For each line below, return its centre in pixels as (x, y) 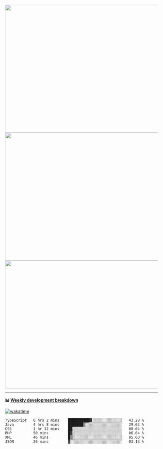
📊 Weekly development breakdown (42, 400)
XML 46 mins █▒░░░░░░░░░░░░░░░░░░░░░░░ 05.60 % (75, 437)
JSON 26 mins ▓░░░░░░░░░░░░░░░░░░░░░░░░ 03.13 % (75, 442)
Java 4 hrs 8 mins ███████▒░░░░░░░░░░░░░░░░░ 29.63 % (75, 425)
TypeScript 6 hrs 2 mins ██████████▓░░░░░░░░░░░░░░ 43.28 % (75, 420)
